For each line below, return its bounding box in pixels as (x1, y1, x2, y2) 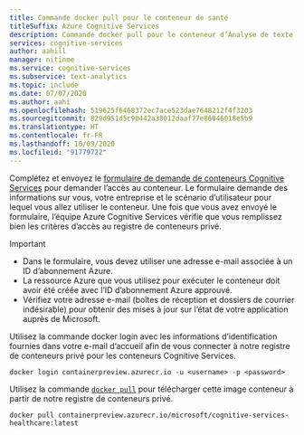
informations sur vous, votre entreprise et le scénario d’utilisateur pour (9, 192, 272, 203)
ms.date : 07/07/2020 (9, 89, 88, 98)
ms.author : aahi (9, 97, 71, 107)
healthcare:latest (9, 418, 79, 428)
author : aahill (9, 47, 67, 56)
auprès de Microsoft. (22, 313, 101, 324)
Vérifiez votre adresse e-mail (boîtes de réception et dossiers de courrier (22, 294, 295, 305)
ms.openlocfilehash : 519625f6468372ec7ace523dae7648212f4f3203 (9, 106, 253, 115)
